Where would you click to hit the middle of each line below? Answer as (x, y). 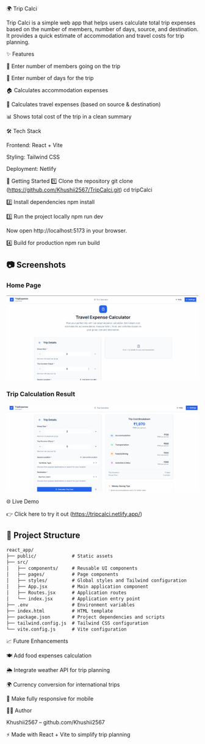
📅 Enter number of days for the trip (50, 78)
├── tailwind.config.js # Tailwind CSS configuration (77, 623)
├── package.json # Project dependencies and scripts (86, 617)
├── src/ (17, 562)
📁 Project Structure (43, 535)
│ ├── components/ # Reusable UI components (72, 569)
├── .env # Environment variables (71, 605)
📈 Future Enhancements (37, 641)
